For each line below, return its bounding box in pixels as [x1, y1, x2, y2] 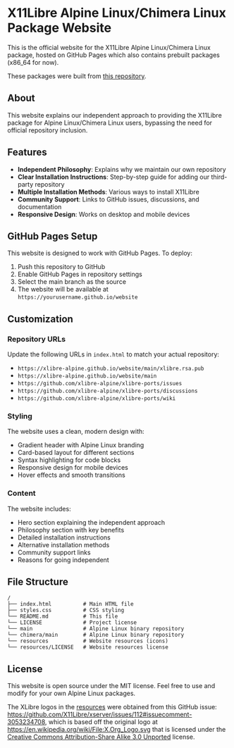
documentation [17, 202, 62, 211]
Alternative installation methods [17, 540, 110, 549]
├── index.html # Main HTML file [7, 601, 134, 608]
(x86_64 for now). [7, 58, 59, 66]
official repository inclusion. [7, 125, 88, 135]
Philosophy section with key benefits [17, 525, 125, 534]
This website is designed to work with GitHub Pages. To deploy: [7, 249, 192, 258]
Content [7, 488, 37, 498]
